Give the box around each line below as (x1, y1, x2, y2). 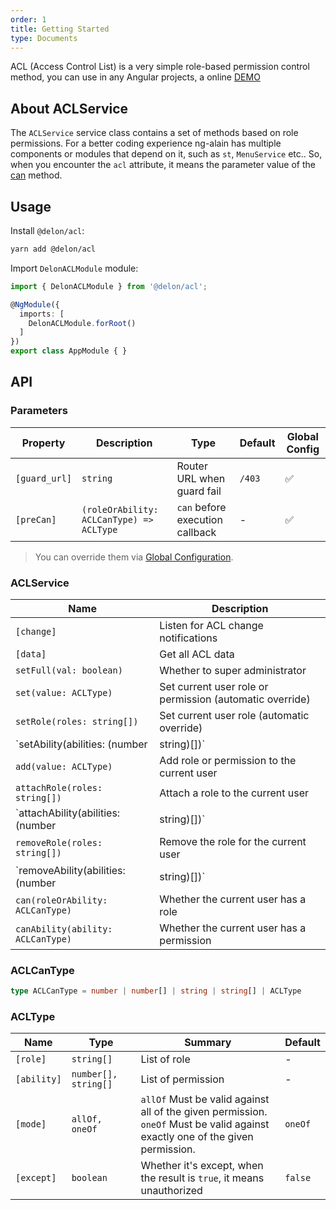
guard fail (176, 484, 222, 498)
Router (176, 459, 208, 473)
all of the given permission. (140, 1105, 268, 1119)
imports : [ (19, 309, 65, 319)
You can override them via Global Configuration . (34, 551, 234, 563)
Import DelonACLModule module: (10, 262, 139, 274)
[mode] (15, 1119, 47, 1130)
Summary (184, 1036, 232, 1050)
